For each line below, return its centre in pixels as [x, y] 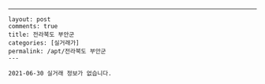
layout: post [30, 20]
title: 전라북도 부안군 [41, 35]
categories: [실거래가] [44, 43]
